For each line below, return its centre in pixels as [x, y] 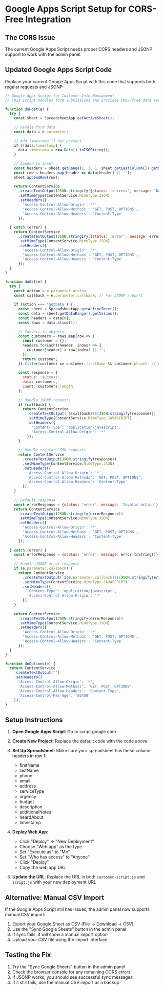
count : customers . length [48, 387]
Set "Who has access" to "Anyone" [55, 857]
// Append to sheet [34, 164]
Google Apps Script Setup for [66, 9]
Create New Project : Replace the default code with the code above [80, 741]
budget [27, 802]
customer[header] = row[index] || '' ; [66, 350]
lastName [29, 771]
